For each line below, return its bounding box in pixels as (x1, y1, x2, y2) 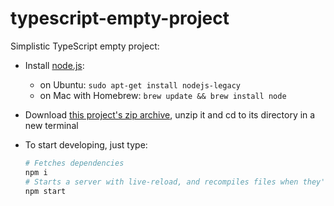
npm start (24, 186, 67, 196)
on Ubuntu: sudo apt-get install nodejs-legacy (39, 78, 241, 91)
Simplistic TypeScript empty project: (10, 40, 160, 52)
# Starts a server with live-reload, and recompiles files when (24, 177, 299, 187)
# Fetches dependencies (24, 158, 125, 168)
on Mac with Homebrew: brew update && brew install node (39, 89, 287, 101)
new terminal (24, 119, 79, 131)
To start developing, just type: (24, 138, 148, 151)
